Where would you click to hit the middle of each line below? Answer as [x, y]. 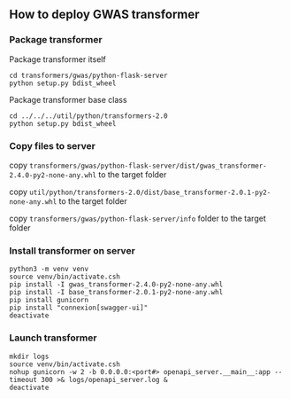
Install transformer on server [72, 250]
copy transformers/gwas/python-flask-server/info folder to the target [138, 218]
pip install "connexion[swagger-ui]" [79, 308]
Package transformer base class [68, 99]
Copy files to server [52, 145]
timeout [23, 379]
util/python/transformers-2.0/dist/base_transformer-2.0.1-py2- [150, 192]
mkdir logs [29, 356]
